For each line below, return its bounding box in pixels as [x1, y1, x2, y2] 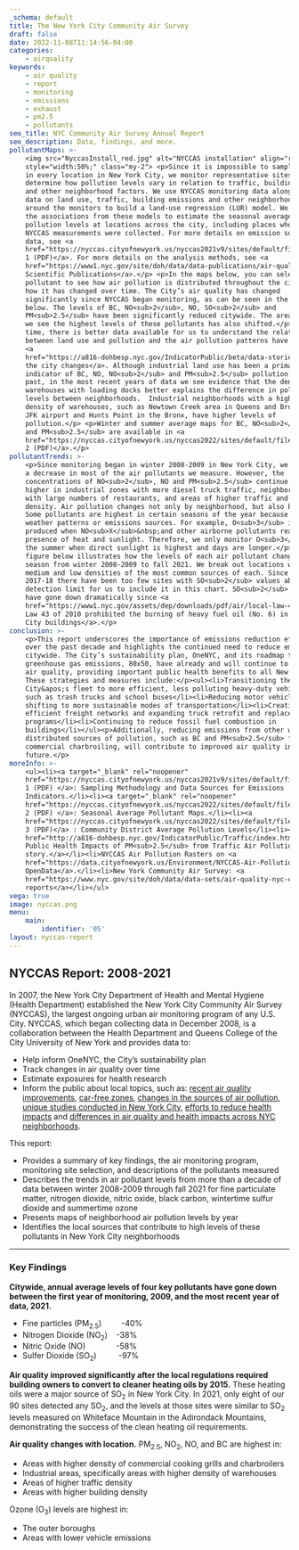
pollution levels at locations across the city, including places [25, 220, 277, 229]
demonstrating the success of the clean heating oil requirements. [9, 1421, 248, 1431]
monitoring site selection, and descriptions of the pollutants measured [21, 1164, 279, 1175]
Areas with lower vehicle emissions [21, 1532, 151, 1543]
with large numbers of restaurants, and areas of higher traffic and [25, 494, 289, 503]
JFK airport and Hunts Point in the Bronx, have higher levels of [25, 411, 277, 420]
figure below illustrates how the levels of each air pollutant [25, 552, 269, 561]
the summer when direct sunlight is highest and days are [25, 543, 245, 553]
